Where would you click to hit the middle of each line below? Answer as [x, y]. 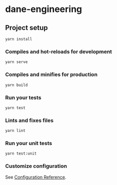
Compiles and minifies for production [51, 74]
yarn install [19, 39]
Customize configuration [36, 166]
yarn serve [16, 62]
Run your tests [23, 97]
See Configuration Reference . [36, 177]
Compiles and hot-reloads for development [59, 51]
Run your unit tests [29, 143]
